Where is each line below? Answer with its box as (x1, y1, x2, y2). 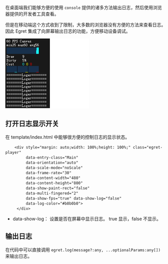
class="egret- (132, 145, 163, 150)
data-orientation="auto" (25, 160, 79, 165)
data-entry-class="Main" (25, 155, 79, 160)
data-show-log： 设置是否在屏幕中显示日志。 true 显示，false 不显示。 (12, 215, 161, 222)
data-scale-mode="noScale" (25, 165, 83, 170)
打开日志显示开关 (5, 119, 59, 128)
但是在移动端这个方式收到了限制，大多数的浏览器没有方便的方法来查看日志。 (5, 22, 166, 28)
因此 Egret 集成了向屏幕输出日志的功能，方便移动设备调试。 (5, 28, 131, 34)
